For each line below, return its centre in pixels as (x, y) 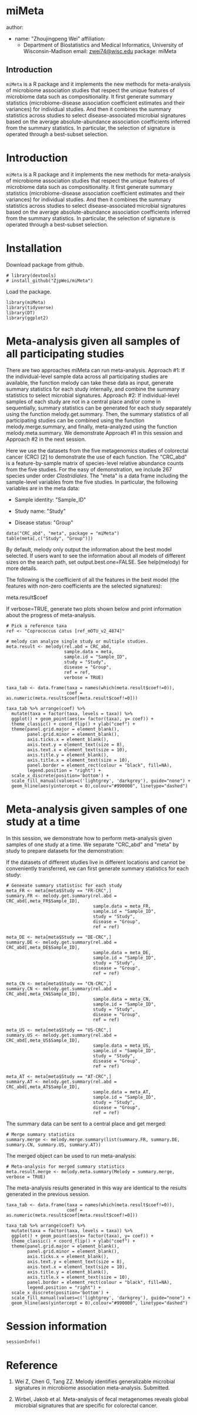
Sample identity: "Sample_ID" (50, 499)
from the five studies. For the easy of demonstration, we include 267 (89, 469)
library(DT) (21, 313)
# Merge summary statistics (41, 1134)
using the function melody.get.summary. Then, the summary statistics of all (98, 414)
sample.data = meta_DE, (122, 952)
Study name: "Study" (40, 511)
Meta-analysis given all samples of (93, 341)
